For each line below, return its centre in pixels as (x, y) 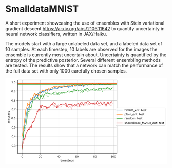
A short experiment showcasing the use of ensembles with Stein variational (85, 23)
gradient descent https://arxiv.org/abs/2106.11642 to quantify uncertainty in (85, 28)
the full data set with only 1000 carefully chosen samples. (66, 71)
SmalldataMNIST (42, 9)
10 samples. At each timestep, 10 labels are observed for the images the (81, 49)
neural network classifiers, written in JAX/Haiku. (56, 34)
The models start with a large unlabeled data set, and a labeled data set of (84, 43)
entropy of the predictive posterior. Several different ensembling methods (83, 60)
